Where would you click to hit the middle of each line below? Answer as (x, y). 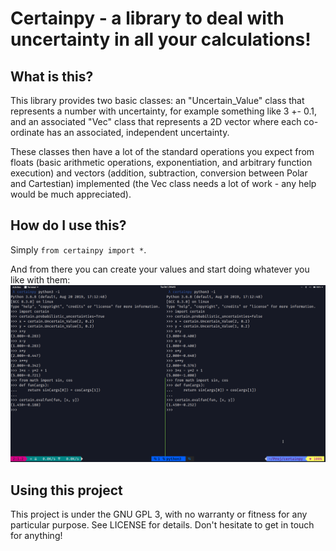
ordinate (27, 132)
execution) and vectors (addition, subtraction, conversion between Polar (159, 173)
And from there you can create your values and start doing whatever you (160, 269)
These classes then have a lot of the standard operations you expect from (162, 151)
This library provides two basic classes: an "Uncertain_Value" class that (157, 100)
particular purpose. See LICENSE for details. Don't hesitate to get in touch (162, 525)
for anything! (36, 536)
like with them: (40, 279)
